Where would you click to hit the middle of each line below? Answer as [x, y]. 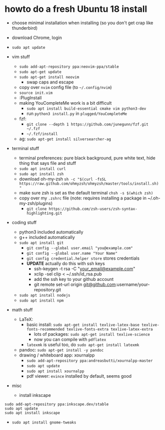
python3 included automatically [51, 232]
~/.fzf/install [42, 134]
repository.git [47, 289]
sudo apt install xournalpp [55, 371]
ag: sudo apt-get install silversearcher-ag [65, 139]
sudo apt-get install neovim [49, 77]
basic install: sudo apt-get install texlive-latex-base [83, 324]
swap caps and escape [50, 82]
